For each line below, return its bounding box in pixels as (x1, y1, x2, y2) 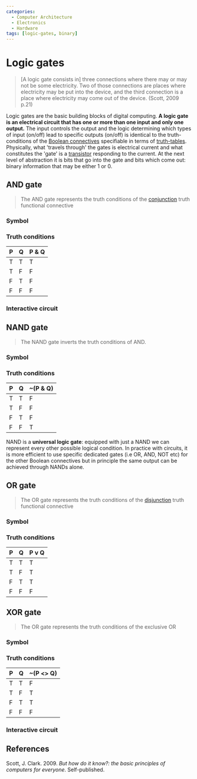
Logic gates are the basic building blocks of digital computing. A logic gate (6, 112, 189, 120)
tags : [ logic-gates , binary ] (6, 31, 78, 37)
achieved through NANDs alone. (6, 463, 84, 471)
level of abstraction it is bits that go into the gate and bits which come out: (6, 156, 186, 163)
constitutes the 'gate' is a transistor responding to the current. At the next (6, 150, 185, 157)
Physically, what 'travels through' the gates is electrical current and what (6, 144, 183, 151)
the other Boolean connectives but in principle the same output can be (6, 457, 178, 465)
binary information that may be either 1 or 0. (6, 163, 113, 170)
